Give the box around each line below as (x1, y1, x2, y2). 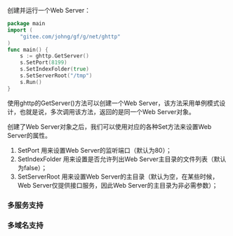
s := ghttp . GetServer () (20, 53, 90, 60)
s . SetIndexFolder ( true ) (20, 66, 90, 73)
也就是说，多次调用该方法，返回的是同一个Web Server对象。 (19, 107, 195, 116)
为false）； (17, 163, 48, 172)
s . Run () (20, 78, 42, 85)
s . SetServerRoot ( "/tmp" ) (20, 72, 93, 79)
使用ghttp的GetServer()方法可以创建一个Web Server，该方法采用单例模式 (7, 99, 220, 107)
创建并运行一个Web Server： (7, 6, 91, 14)
